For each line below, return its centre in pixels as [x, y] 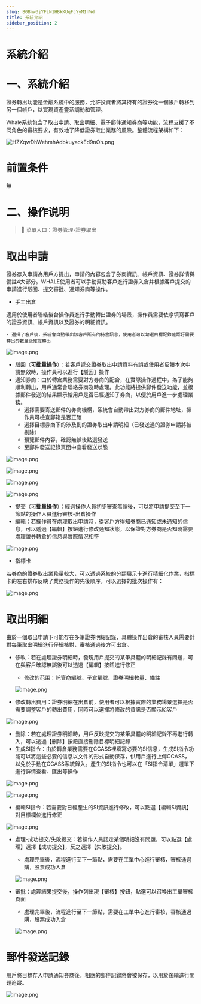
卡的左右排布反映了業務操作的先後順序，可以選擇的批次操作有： [85, 581]
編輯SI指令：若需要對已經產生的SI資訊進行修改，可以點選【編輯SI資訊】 [103, 808]
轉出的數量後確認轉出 [28, 341]
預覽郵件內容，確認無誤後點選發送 [66, 440]
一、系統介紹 [38, 84]
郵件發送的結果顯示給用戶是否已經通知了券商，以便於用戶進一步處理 [104, 395]
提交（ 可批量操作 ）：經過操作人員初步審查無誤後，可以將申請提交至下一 [103, 507]
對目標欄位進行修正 [39, 815]
